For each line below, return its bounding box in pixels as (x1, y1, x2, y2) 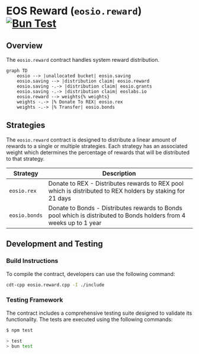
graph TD (6, 68, 28, 74)
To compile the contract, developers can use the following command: (6, 270, 175, 277)
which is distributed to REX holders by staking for (48, 186, 185, 195)
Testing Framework (6, 296, 63, 304)
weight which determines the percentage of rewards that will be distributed (6, 149, 190, 156)
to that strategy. (6, 155, 45, 162)
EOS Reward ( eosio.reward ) (6, 4, 142, 18)
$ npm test (6, 327, 33, 333)
